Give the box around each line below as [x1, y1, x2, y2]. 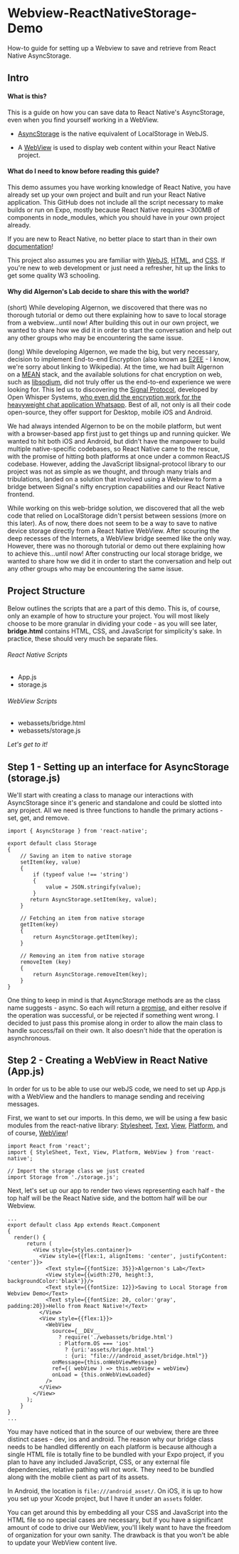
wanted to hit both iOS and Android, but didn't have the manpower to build [7, 436, 225, 445]
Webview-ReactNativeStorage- [7, 5, 197, 21]
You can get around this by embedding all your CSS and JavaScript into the [7, 1508, 228, 1516]
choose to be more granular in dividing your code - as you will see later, [7, 619, 218, 628]
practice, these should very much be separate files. [7, 634, 159, 643]
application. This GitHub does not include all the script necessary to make [7, 198, 224, 206]
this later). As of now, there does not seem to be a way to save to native [7, 518, 218, 527]
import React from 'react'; [7, 1143, 91, 1150]
